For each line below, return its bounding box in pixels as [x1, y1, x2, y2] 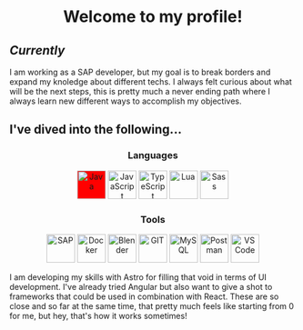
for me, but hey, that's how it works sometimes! [9, 310, 188, 321]
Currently [9, 43, 66, 58]
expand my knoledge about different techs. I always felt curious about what [9, 76, 293, 87]
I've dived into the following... [9, 122, 182, 137]
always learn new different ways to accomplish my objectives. [9, 95, 242, 106]
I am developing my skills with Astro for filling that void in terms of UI [9, 271, 267, 283]
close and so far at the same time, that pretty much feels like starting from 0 [9, 300, 294, 311]
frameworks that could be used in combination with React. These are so [9, 291, 279, 302]
